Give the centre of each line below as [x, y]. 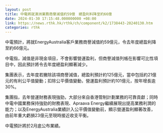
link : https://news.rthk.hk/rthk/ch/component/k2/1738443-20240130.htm [79, 23]
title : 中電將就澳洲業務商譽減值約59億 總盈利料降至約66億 [59, 14]
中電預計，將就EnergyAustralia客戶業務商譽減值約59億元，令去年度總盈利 [79, 42]
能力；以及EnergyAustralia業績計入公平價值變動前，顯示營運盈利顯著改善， [80, 109]
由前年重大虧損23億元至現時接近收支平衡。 [48, 116]
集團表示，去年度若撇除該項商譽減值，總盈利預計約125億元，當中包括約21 [79, 75]
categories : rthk [23, 28]
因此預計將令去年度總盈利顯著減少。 [54, 65]
